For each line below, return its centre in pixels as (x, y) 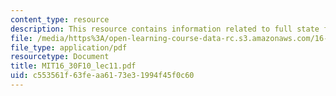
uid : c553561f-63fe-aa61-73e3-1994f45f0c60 (102, 76)
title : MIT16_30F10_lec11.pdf (73, 66)
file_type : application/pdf (69, 47)
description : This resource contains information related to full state (165, 29)
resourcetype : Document (60, 57)
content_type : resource (60, 19)
